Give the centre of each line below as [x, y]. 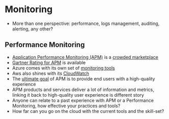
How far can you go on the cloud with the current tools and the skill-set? [88, 111]
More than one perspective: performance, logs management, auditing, [86, 23]
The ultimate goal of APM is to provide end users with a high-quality [83, 79]
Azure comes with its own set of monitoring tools [63, 68]
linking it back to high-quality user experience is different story [78, 95]
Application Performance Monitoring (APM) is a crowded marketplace [85, 57]
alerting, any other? [33, 28]
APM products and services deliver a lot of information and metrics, [83, 90]
